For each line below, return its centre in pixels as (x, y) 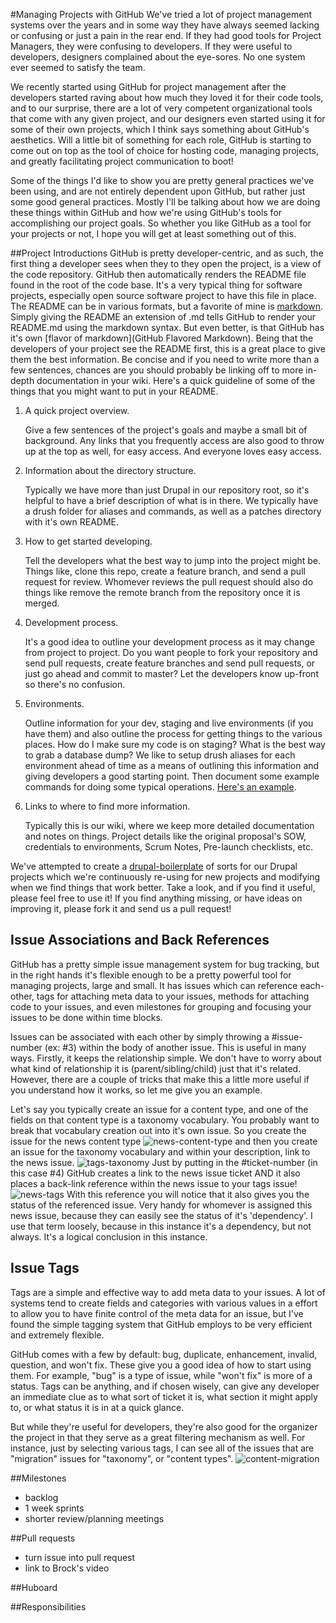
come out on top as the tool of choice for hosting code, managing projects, (165, 150)
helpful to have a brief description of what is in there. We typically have (171, 500)
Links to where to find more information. (107, 806)
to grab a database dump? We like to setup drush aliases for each (160, 755)
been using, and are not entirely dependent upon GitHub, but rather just (158, 191)
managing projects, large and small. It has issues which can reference (154, 985)
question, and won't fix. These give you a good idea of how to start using (161, 1365)
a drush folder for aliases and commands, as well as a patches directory (173, 511)
